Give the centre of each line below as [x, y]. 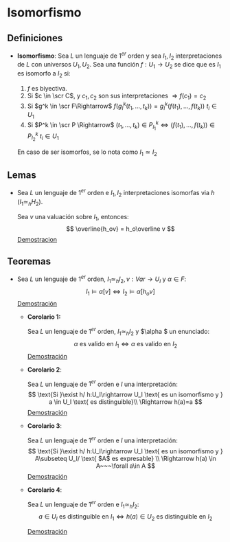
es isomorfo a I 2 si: [44, 75]
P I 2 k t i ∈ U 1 [43, 136]
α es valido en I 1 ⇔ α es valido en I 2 [125, 345]
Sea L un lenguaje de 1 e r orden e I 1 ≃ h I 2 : [83, 504]
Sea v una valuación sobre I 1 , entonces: [73, 217]
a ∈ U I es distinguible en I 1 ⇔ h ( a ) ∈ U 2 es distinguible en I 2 [126, 518]
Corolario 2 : [44, 370]
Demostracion [37, 240]
